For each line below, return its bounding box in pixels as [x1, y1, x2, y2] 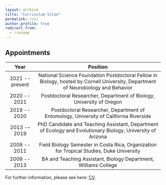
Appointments [5, 49, 50, 57]
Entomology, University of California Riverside [44, 113, 152, 120]
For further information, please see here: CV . [5, 174, 96, 180]
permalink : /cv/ [5, 16, 39, 21]
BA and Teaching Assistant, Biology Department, [41, 155, 155, 162]
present [11, 81, 29, 88]
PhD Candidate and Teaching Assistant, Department [38, 121, 159, 127]
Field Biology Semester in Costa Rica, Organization [39, 141, 157, 148]
